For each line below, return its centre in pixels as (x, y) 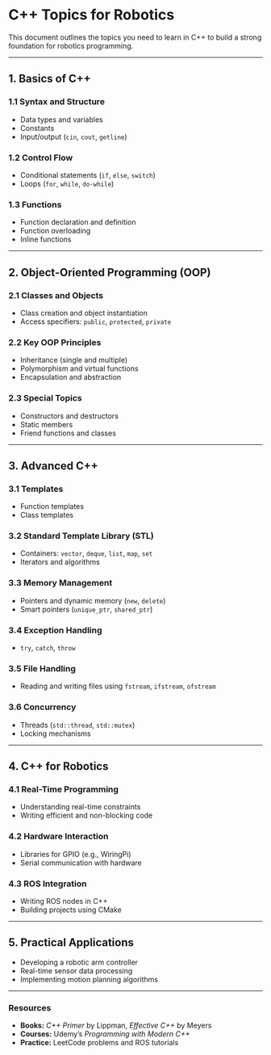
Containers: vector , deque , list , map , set (86, 553)
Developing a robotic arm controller (79, 962)
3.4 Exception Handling (55, 630)
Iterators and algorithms (60, 562)
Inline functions (46, 239)
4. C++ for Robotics (58, 766)
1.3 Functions (35, 204)
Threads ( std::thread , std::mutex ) (77, 725)
